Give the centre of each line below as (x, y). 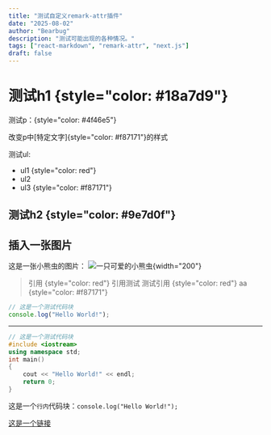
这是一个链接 (29, 423)
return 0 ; (40, 382)
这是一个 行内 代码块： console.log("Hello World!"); (94, 406)
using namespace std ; (45, 352)
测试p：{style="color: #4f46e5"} (63, 120)
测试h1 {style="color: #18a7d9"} (118, 96)
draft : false (30, 53)
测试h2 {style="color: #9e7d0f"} (92, 215)
